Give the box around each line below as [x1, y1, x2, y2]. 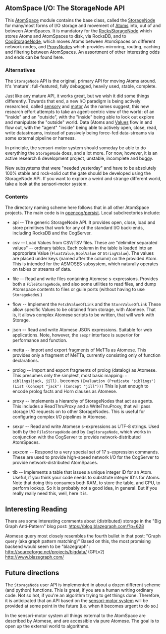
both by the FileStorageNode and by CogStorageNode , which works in [12, 429, 151, 435]
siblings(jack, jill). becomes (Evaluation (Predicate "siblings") [12, 378, 156, 384]
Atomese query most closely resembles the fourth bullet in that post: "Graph [5, 533, 161, 539]
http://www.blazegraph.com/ [5, 554, 64, 560]
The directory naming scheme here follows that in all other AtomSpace [5, 205, 150, 211]
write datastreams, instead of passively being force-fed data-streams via [5, 130, 155, 136]
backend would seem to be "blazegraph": [5, 543, 90, 549]
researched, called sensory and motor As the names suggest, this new [5, 104, 150, 109]
